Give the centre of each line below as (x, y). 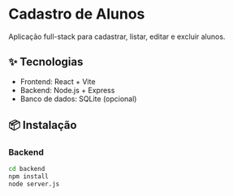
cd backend (27, 169)
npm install (28, 177)
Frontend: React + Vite (58, 81)
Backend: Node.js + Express (67, 90)
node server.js (34, 184)
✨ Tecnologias (46, 62)
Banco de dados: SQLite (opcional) (78, 99)
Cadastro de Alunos (77, 14)
